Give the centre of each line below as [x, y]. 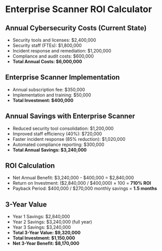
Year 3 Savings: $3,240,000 [42, 227]
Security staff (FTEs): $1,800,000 [47, 45]
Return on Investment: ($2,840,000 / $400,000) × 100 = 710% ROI [82, 183]
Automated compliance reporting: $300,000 [58, 144]
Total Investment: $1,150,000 [44, 238]
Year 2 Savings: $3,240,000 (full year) [52, 222]
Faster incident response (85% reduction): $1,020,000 [69, 139]
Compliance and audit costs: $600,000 [53, 56]
